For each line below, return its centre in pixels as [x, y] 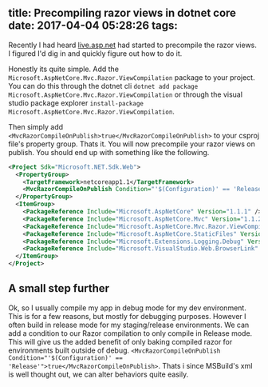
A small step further [59, 288]
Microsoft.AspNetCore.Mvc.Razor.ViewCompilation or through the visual [126, 94]
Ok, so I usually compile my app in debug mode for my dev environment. [128, 308]
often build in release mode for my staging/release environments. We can [129, 325]
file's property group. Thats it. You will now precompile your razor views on [132, 144]
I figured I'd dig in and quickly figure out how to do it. [95, 53]
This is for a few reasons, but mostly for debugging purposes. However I [127, 316]
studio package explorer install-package [76, 102]
